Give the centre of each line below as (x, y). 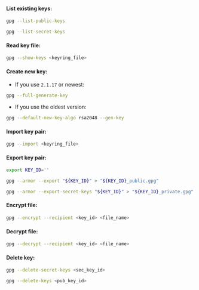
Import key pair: (26, 131)
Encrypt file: (22, 205)
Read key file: (23, 45)
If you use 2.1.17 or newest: (50, 85)
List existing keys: (29, 8)
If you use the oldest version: (50, 107)
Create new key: (27, 71)
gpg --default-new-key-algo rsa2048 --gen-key (65, 118)
